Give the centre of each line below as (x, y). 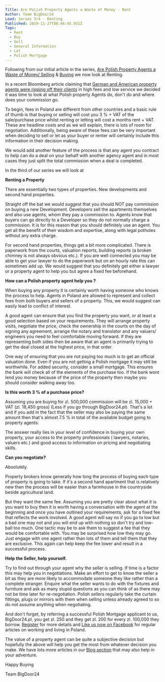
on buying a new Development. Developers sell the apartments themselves (81, 209)
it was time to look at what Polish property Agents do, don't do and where (80, 95)
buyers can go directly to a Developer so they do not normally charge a (77, 220)
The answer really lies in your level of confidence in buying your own (75, 432)
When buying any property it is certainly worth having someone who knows (82, 291)
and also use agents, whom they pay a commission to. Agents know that (79, 215)
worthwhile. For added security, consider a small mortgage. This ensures (79, 367)
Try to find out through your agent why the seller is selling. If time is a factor (82, 568)
